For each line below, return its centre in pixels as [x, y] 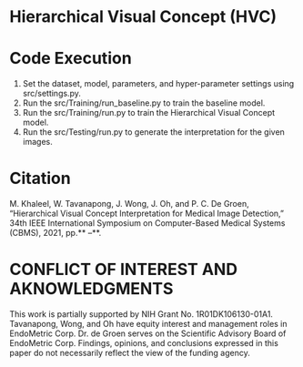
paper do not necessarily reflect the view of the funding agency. [130, 353]
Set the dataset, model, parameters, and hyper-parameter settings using [158, 84]
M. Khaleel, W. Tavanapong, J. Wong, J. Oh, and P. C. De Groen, [129, 204]
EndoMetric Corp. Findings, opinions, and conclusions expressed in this [144, 343]
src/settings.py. [52, 94]
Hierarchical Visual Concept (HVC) [143, 17]
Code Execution [71, 59]
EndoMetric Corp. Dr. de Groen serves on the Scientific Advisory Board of [148, 333]
